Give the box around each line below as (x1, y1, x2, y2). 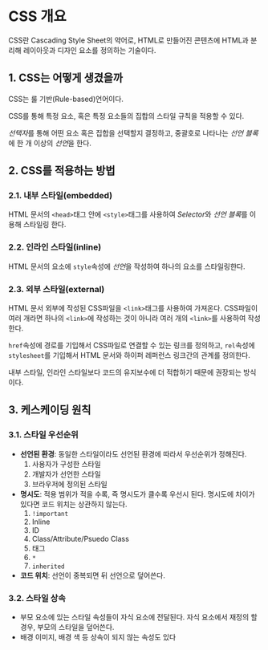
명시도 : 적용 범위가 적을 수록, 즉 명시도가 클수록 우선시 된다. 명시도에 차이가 (19, 489, 255, 498)
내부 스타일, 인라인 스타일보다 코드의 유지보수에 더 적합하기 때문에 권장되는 (8, 368, 242, 377)
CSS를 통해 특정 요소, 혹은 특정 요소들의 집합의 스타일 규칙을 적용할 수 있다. (8, 111, 245, 120)
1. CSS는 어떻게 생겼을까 (8, 71, 123, 85)
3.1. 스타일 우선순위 (8, 429, 79, 441)
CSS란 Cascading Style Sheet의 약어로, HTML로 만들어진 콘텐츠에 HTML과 (8, 35, 249, 45)
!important (31, 510, 69, 518)
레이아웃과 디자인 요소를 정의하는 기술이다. (22, 45, 156, 55)
